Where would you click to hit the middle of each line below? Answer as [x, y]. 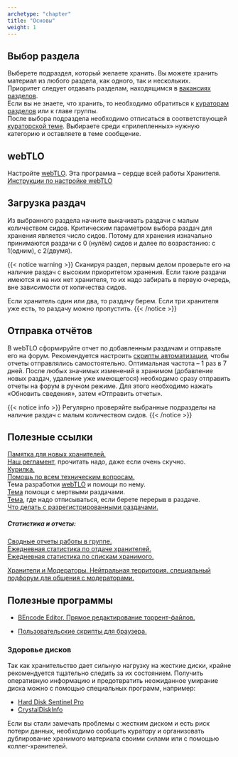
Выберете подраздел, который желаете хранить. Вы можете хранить [113, 73]
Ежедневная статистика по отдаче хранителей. [79, 549]
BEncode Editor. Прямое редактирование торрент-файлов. [106, 617]
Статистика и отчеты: [42, 523]
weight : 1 [22, 27]
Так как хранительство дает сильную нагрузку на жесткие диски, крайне [119, 665]
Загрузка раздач [47, 203]
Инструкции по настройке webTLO [60, 181]
